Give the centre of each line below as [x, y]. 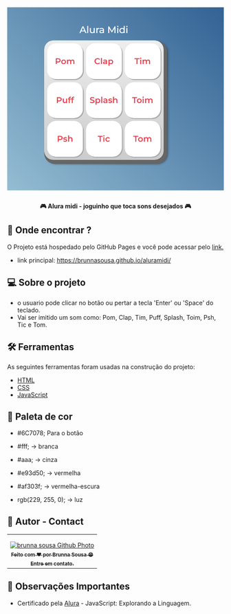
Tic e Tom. [32, 325]
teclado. [29, 310]
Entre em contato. [52, 564]
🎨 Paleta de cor [40, 416]
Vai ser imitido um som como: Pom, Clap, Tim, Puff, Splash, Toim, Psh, [117, 317]
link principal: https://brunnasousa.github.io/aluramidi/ [94, 260]
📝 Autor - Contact [45, 522]
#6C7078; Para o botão [50, 433]
